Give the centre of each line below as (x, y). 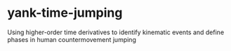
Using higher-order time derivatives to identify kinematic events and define (116, 32)
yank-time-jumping (65, 13)
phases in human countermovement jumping (72, 39)
